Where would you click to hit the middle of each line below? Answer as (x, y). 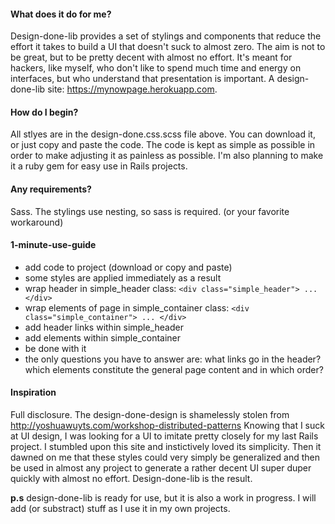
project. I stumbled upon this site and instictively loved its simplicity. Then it (166, 447)
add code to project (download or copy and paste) (128, 267)
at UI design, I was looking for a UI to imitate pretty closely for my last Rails (164, 436)
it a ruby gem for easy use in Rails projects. (99, 166)
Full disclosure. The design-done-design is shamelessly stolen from (150, 415)
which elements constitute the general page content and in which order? (174, 369)
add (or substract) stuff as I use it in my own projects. (120, 509)
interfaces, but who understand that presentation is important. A (142, 79)
